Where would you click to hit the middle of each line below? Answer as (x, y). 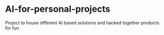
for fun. (13, 28)
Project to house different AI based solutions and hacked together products (82, 23)
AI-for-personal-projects (58, 9)
